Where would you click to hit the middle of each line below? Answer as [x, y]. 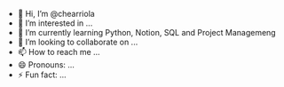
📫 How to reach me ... [59, 52]
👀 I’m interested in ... [55, 23]
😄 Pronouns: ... [46, 65]
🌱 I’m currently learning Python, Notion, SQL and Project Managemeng [147, 32]
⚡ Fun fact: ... [42, 75]
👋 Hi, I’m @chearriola [56, 14]
